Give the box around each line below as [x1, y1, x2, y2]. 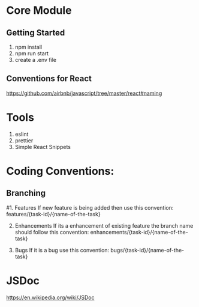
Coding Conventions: [6, 164, 114, 178]
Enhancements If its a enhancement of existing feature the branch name [14, 222, 194, 229]
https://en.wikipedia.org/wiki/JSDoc [6, 294, 95, 301]
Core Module [6, 4, 72, 17]
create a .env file [14, 56, 57, 63]
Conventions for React [6, 73, 92, 84]
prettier [14, 136, 34, 144]
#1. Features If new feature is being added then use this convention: [6, 204, 174, 211]
